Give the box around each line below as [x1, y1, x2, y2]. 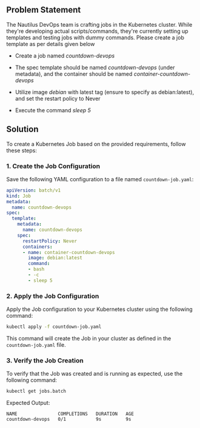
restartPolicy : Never [22, 238, 78, 244]
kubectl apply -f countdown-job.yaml [6, 324, 102, 330]
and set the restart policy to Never [15, 95, 101, 102]
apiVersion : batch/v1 [6, 187, 61, 193]
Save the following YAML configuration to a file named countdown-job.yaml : [6, 175, 194, 182]
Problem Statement [6, 5, 81, 15]
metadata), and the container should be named [15, 70, 133, 78]
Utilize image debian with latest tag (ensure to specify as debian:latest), [15, 88, 195, 96]
